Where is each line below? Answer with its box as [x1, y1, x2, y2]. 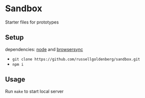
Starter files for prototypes [5, 19, 59, 25]
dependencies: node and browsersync [5, 46, 84, 52]
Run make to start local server [5, 88, 64, 94]
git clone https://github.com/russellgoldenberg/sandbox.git [12, 57, 141, 62]
